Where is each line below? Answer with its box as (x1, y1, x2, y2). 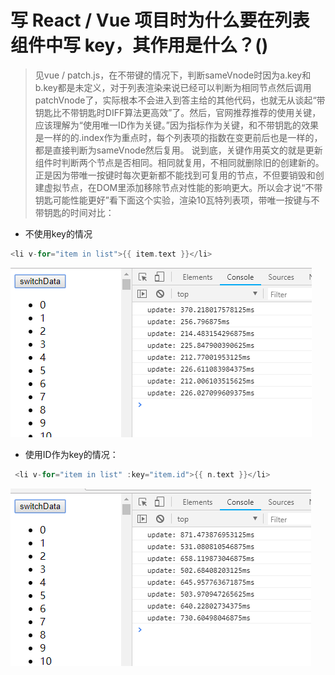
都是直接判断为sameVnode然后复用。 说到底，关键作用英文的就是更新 (34, 144, 323, 156)
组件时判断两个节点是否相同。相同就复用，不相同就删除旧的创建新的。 (34, 156, 325, 168)
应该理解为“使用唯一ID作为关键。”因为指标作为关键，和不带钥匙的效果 (34, 119, 319, 131)
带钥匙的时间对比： (34, 206, 115, 218)
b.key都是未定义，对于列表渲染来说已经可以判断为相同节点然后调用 (34, 81, 312, 93)
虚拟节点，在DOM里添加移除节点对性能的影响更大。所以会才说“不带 (43, 181, 323, 193)
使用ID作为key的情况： (24, 448, 119, 460)
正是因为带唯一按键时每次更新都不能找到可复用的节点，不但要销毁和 (34, 169, 316, 181)
